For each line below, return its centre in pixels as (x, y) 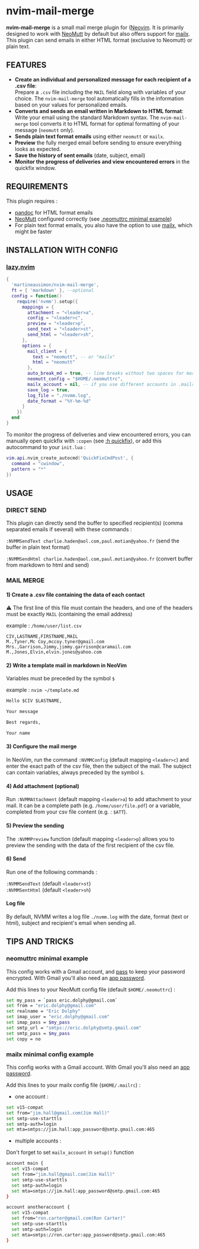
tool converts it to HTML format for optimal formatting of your (104, 124)
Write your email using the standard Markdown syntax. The (87, 117)
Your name (18, 733)
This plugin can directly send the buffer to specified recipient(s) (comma (94, 523)
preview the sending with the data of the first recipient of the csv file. (90, 845)
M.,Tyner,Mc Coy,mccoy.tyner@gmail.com (55, 642)
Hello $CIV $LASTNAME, (34, 701)
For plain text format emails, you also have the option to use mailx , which (103, 225)
